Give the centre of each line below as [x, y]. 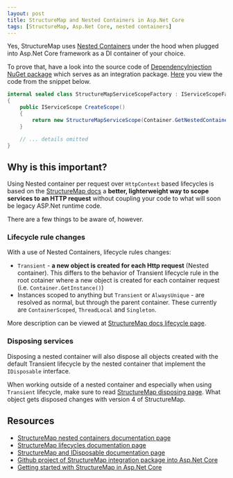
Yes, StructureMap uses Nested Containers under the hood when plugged [113, 46]
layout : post [26, 14]
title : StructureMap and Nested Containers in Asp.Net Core [96, 20]
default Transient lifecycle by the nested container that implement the [106, 364]
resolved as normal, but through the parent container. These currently [117, 303]
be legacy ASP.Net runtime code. [54, 206]
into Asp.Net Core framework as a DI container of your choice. [96, 53]
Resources [31, 421]
